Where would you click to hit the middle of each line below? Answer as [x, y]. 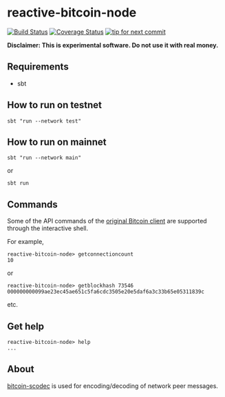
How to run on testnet [54, 105]
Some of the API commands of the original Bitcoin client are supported [107, 221]
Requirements [38, 67]
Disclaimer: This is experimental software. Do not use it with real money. [113, 45]
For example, [26, 242]
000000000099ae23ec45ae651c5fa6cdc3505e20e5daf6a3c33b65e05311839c [106, 292]
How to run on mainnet [57, 142]
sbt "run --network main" [44, 158]
